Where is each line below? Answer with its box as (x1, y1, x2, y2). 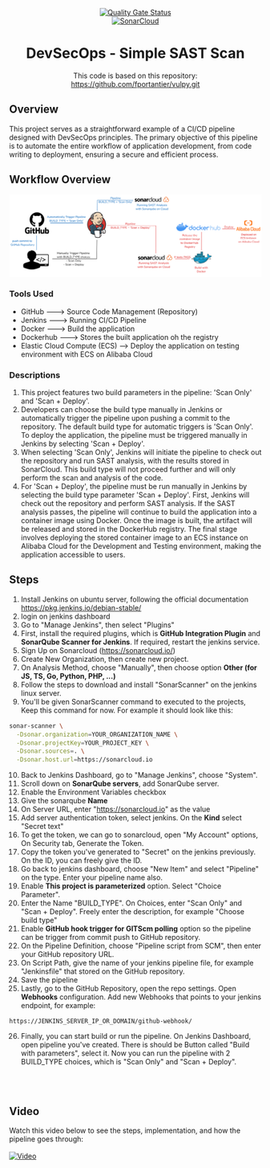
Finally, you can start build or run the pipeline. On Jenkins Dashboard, (20, 1031, 252, 1041)
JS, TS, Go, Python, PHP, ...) (20, 671, 116, 680)
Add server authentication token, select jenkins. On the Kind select (20, 813, 243, 823)
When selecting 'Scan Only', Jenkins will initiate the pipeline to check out (20, 447, 262, 457)
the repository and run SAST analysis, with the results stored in (20, 456, 229, 466)
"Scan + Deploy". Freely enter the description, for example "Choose (20, 907, 245, 917)
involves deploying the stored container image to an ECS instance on (20, 533, 248, 542)
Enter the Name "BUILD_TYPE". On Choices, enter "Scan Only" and (20, 898, 243, 908)
